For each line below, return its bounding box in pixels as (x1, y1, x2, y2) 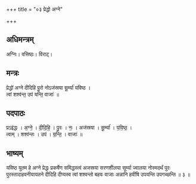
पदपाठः (6, 108, 26, 118)
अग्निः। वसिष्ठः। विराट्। (6, 51, 53, 58)
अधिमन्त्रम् (6, 35, 34, 45)
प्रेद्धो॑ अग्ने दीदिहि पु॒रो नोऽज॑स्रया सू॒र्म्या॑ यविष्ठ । (6, 84, 91, 91)
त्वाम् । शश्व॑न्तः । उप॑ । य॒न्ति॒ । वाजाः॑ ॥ (6, 131, 83, 138)
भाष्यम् (6, 148, 23, 158)
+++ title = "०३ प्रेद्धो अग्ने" (6, 6, 63, 13)
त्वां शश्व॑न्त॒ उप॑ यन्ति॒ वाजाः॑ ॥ (6, 91, 60, 98)
